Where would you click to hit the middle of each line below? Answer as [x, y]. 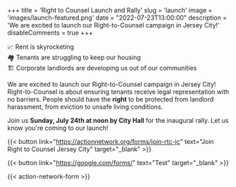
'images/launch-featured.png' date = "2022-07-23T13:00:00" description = [117, 18]
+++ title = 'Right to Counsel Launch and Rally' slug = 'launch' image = [110, 10]
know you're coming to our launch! [58, 128]
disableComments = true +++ [50, 32]
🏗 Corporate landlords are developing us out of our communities [102, 68]
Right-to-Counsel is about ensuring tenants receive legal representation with [118, 92]
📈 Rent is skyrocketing [41, 47]
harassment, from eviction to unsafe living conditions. [85, 107]
